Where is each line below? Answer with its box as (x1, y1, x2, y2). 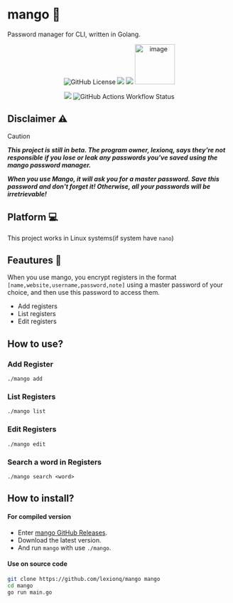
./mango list (7, 408, 46, 415)
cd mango (7, 582, 33, 589)
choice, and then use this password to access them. (7, 288, 160, 297)
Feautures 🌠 (7, 254, 62, 266)
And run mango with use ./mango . (17, 543, 112, 552)
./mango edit (7, 441, 46, 448)
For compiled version (7, 512, 72, 520)
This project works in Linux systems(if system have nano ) (7, 234, 174, 242)
